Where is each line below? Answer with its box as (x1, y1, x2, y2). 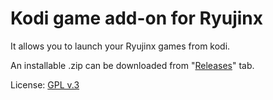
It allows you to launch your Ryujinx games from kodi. (10, 40, 231, 52)
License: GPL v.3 (10, 78, 80, 91)
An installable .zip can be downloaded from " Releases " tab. (10, 59, 255, 71)
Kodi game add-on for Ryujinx (10, 7, 264, 30)
